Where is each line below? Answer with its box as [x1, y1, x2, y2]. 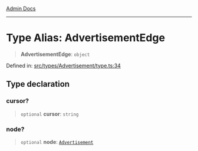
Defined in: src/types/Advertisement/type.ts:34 [6, 62, 121, 69]
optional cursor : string [20, 110, 79, 117]
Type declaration [6, 79, 70, 89]
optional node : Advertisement [20, 138, 94, 145]
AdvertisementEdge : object [20, 50, 90, 58]
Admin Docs [6, 5, 36, 12]
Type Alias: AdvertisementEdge [6, 31, 166, 45]
